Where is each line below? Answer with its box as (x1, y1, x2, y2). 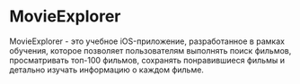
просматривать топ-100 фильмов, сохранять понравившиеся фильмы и (9, 55, 286, 65)
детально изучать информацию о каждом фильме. (9, 64, 205, 75)
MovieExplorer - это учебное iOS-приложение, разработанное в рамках (9, 36, 286, 46)
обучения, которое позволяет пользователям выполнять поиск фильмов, (9, 45, 292, 55)
